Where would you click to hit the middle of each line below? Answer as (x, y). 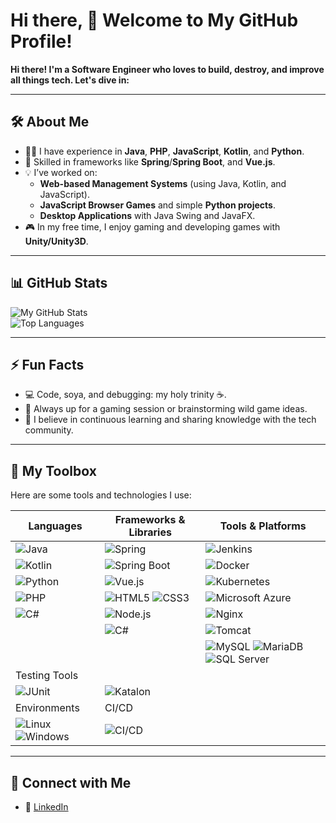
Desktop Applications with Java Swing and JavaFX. (147, 215)
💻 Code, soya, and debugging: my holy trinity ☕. (125, 395)
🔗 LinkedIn (46, 807)
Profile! (41, 41)
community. (49, 430)
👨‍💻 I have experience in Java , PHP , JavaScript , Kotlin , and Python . (164, 151)
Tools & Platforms (263, 526)
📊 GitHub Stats (59, 283)
